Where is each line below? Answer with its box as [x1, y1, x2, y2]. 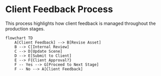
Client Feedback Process [5, 4, 113, 15]
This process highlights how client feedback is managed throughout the [5, 20, 156, 26]
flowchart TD [5, 35, 33, 41]
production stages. [5, 25, 45, 31]
